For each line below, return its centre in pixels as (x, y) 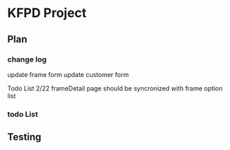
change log (27, 59)
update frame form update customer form (68, 74)
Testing (24, 137)
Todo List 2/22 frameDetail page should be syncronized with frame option (115, 88)
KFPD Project (47, 13)
